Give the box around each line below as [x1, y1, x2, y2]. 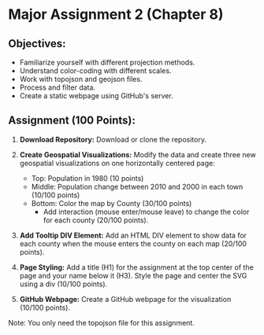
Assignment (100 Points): [8, 114, 136, 127]
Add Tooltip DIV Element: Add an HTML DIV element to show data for [19, 230, 247, 240]
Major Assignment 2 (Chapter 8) [8, 6, 224, 24]
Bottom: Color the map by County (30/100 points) [31, 198, 192, 208]
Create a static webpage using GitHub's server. [19, 91, 173, 100]
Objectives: [8, 37, 66, 50]
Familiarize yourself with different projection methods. [19, 57, 195, 67]
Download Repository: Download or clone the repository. [19, 134, 207, 144]
